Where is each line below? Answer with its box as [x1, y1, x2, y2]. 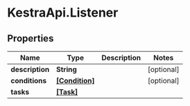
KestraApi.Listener [7, 5, 119, 21]
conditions [10, 76, 47, 85]
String [55, 64, 78, 74]
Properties [7, 33, 54, 44]
